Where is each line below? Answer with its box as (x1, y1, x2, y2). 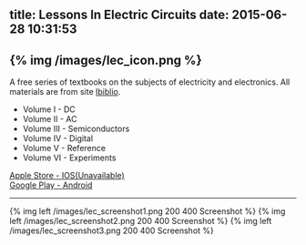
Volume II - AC (22, 114, 77, 125)
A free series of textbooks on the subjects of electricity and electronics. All (9, 77, 291, 87)
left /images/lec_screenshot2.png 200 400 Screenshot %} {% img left (9, 216, 272, 227)
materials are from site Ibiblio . (9, 87, 121, 97)
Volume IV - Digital (22, 133, 94, 144)
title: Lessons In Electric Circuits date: (9, 7, 229, 23)
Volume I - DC (22, 104, 76, 115)
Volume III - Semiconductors (22, 123, 130, 135)
